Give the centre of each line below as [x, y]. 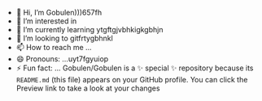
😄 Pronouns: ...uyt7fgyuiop [62, 59]
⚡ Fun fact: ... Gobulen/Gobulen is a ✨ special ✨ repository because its [135, 68]
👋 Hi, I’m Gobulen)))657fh [59, 13]
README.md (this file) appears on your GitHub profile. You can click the [132, 80]
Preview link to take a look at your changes [88, 88]
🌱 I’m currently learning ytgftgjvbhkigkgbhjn [90, 29]
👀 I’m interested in [46, 21]
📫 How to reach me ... [54, 47]
